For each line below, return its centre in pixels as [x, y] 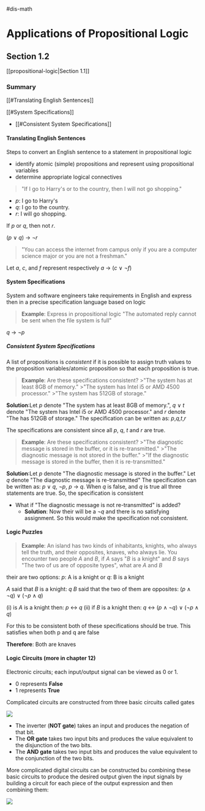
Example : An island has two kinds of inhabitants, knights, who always [109, 545]
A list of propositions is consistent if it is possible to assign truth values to [99, 362]
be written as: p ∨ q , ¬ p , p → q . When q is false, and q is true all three [94, 486]
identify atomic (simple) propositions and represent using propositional [104, 164]
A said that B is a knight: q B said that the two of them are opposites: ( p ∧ [99, 589]
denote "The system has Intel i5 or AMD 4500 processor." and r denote [96, 411]
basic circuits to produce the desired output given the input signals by [94, 777]
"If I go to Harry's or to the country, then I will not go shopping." [102, 188]
